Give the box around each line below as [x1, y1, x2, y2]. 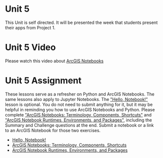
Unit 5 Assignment [5, 75, 82, 86]
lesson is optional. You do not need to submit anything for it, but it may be [5, 101, 153, 107]
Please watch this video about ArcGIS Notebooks [5, 58, 104, 64]
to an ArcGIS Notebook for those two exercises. [5, 127, 101, 133]
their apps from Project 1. [5, 24, 55, 30]
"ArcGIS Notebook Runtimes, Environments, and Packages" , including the [5, 117, 152, 123]
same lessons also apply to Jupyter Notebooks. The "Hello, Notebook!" [5, 96, 148, 102]
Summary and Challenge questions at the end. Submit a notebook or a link [5, 122, 154, 128]
